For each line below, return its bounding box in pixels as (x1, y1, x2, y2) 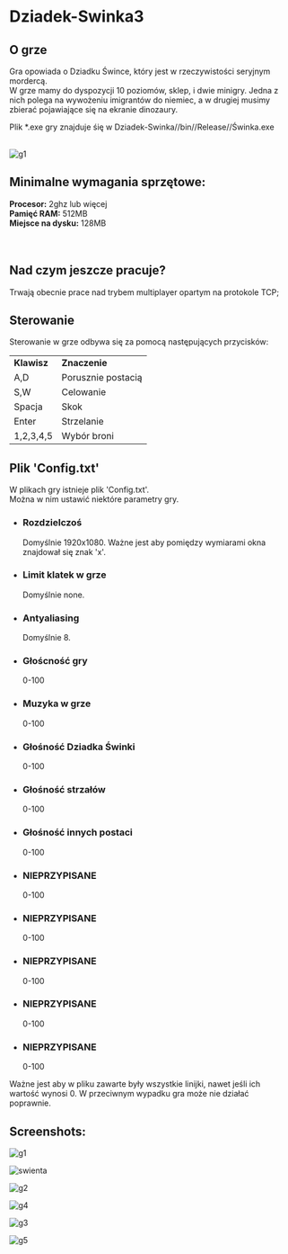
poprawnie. (9, 1097, 51, 1108)
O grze (9, 42, 48, 58)
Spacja (13, 400, 43, 413)
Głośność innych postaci (22, 826, 133, 838)
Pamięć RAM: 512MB (9, 208, 88, 219)
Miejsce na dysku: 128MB (9, 218, 107, 228)
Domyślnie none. (22, 589, 85, 600)
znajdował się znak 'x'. (22, 546, 106, 557)
